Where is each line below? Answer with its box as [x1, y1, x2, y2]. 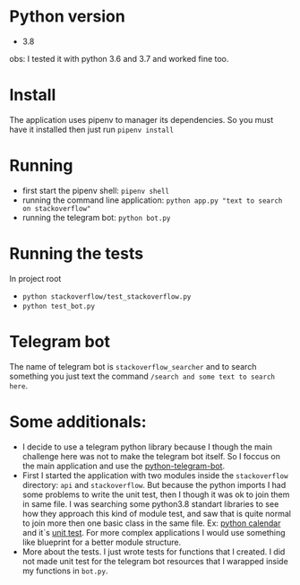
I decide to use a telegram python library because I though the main [21, 441, 273, 452]
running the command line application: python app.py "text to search [21, 195, 283, 205]
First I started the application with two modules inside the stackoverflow [21, 469, 288, 481]
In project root [9, 273, 62, 284]
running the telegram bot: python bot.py [21, 212, 171, 223]
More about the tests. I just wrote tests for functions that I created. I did [21, 546, 286, 557]
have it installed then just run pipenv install [9, 124, 175, 135]
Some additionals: [9, 411, 147, 432]
